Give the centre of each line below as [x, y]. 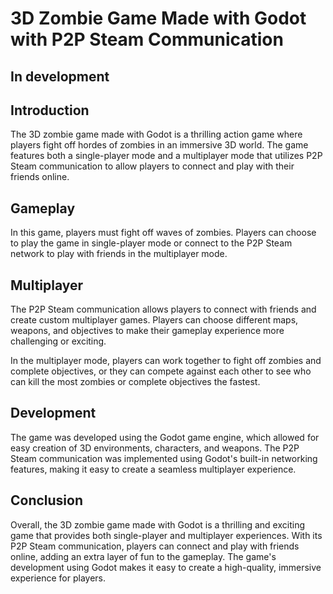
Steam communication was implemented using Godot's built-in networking [164, 458]
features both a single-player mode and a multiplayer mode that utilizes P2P [166, 156]
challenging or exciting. [58, 341]
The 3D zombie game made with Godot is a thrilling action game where [156, 134]
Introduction [50, 110]
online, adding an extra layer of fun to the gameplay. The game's [143, 556]
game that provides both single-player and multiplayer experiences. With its [166, 535]
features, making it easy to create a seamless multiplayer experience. [153, 469]
